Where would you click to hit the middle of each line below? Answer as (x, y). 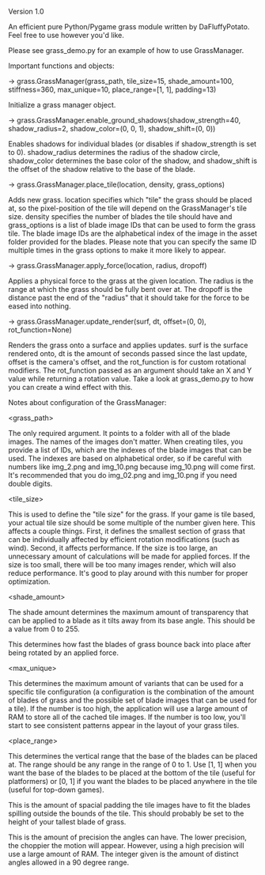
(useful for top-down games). (56, 790)
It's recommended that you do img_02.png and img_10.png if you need (123, 475)
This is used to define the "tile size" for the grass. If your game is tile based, (132, 514)
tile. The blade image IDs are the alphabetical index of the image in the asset (133, 233)
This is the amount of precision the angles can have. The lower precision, (127, 837)
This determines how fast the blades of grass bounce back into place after (130, 644)
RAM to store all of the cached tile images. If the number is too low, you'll (127, 717)
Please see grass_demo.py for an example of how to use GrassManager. (126, 50)
